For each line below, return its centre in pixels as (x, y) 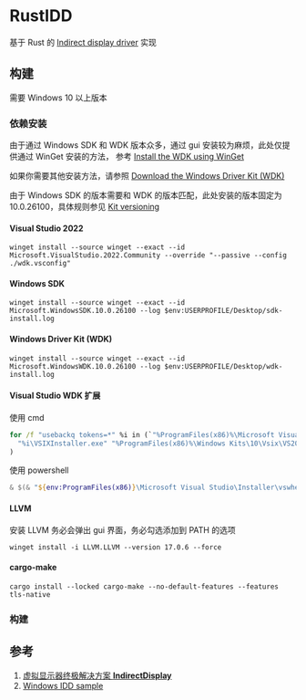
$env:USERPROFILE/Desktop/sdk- (224, 311)
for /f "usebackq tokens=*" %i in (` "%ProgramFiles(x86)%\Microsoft (142, 434)
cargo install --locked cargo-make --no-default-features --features (144, 586)
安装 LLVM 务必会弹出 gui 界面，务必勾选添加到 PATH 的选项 (122, 529)
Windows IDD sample (63, 685)
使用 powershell (39, 470)
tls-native (30, 594)
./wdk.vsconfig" (40, 264)
